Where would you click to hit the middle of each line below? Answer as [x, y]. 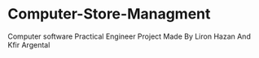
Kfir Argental [29, 44]
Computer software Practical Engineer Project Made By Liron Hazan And [129, 36]
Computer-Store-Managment [109, 14]
